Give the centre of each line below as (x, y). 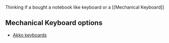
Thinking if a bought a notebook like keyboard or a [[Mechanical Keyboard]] (85, 7)
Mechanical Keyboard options (54, 23)
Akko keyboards (30, 35)
